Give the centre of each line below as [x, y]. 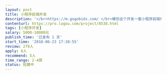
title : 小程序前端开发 [26, 14]
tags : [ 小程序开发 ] [23, 28]
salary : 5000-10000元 [27, 33]
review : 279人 [19, 46]
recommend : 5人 [20, 56]
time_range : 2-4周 [24, 60]
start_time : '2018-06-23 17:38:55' [42, 42]
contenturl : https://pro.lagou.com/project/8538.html [62, 23]
